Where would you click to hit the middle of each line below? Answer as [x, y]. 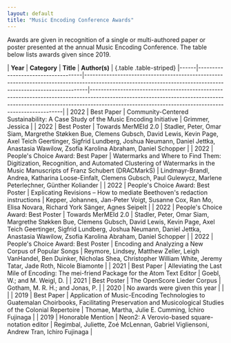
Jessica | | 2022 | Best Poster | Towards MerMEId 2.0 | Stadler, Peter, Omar [114, 126]
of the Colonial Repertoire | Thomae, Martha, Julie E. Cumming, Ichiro [106, 310]
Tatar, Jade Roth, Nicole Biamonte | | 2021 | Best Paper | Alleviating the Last [114, 266]
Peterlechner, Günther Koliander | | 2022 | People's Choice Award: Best [109, 185]
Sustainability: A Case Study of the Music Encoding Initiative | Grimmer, [109, 119]
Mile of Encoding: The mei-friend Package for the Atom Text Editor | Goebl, [114, 273]
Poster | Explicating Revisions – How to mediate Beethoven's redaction [108, 192]
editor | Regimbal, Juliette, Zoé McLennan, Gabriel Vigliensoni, [121, 324]
